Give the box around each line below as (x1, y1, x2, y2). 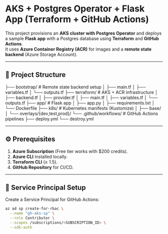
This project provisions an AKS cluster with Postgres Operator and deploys (5, 30, 162, 36)
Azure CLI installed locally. (12, 153, 68, 159)
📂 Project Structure (5, 70, 66, 79)
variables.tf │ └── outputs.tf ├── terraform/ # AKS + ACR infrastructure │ (5, 89, 158, 95)
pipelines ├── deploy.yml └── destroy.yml (5, 115, 94, 121)
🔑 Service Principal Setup (5, 183, 86, 191)
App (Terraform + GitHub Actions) (5, 13, 149, 25)
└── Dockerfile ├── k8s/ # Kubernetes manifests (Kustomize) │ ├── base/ (5, 105, 161, 111)
